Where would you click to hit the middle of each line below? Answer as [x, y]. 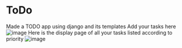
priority [15, 39]
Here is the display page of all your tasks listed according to [100, 32]
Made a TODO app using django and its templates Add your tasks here [91, 26]
